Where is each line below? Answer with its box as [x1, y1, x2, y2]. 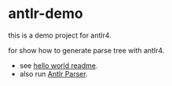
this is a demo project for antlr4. [8, 30, 112, 40]
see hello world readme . [19, 60, 98, 70]
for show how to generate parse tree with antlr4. [8, 45, 165, 55]
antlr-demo [8, 5, 84, 23]
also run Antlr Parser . [19, 69, 88, 78]
